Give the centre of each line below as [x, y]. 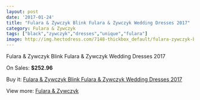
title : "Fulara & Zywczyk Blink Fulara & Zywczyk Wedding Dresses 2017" [98, 23]
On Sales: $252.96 [29, 68]
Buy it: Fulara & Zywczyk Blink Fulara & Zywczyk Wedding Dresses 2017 [94, 79]
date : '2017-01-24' [30, 17]
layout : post [22, 12]
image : [14, 39]
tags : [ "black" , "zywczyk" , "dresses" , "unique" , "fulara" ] [77, 34]
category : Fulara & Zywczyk [41, 28]
